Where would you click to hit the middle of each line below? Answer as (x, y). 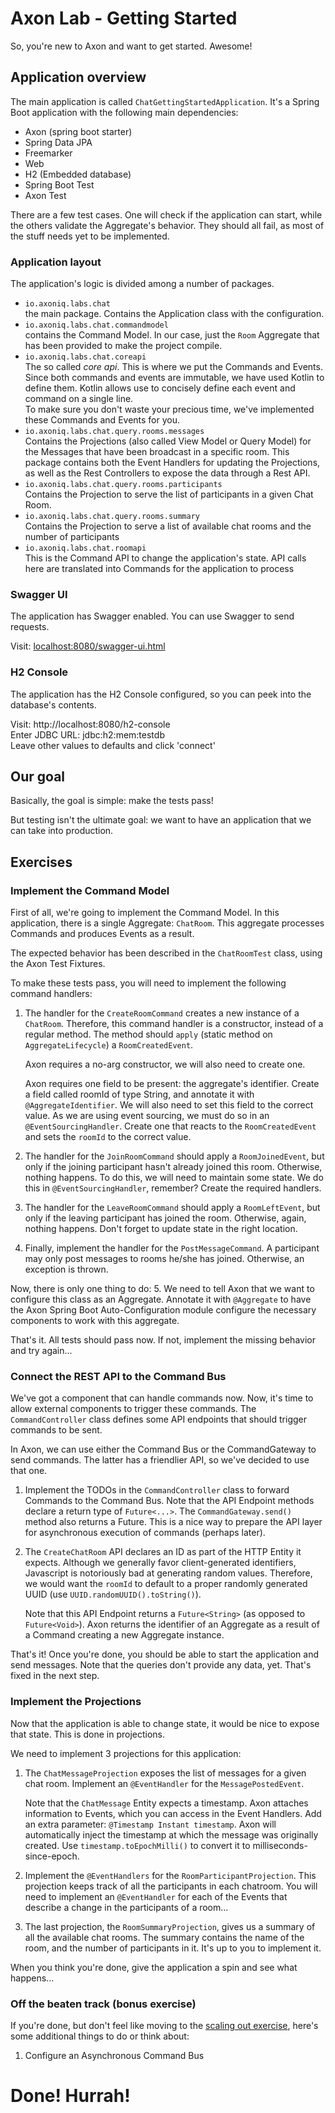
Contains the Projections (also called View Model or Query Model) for (168, 441)
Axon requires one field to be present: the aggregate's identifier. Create (172, 1084)
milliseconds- (280, 1845)
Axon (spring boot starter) (78, 131)
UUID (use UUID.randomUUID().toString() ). (113, 1594)
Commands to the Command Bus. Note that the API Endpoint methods (169, 1501)
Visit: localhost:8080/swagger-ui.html (88, 646)
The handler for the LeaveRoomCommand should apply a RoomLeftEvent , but (172, 1208)
